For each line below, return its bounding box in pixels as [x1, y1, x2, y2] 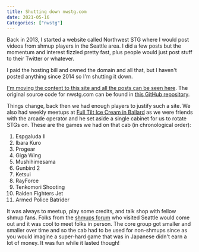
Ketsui [15, 171, 31, 178]
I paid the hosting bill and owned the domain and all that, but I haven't [7, 67, 177, 74]
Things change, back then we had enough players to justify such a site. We [7, 102, 191, 110]
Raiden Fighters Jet [15, 190, 64, 197]
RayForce [15, 177, 39, 185]
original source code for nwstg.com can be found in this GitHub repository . [7, 91, 190, 98]
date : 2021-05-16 [7, 14, 50, 20]
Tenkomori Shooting [15, 183, 65, 191]
